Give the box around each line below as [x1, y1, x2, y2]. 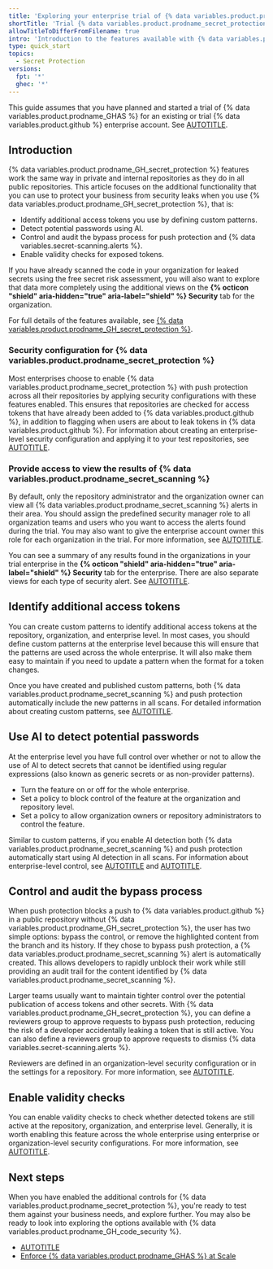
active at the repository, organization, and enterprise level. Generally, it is [8, 1121, 253, 1131]
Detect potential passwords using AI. [19, 224, 144, 233]
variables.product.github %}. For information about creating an [8, 425, 219, 435]
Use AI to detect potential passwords [8, 730, 200, 744]
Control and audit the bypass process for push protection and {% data [19, 233, 256, 242]
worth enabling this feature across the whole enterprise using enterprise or [8, 1130, 260, 1140]
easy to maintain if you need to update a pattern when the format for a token [8, 656, 264, 665]
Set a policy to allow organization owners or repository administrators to [19, 810, 262, 820]
